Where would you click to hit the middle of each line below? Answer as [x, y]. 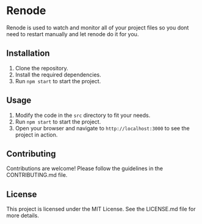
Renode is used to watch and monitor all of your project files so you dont [98, 28]
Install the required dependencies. [58, 75]
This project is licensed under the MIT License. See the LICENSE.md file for [101, 209]
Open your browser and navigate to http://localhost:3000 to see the [103, 128]
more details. [23, 215]
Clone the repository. [41, 68]
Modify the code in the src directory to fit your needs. [83, 115]
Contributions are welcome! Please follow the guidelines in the [85, 168]
